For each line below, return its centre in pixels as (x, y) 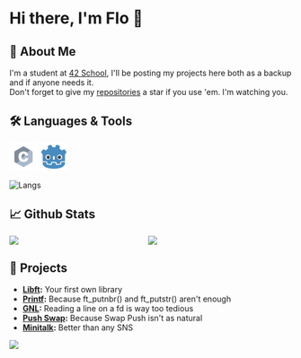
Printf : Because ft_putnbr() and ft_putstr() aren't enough (127, 299)
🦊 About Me (43, 52)
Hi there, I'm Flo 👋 (76, 18)
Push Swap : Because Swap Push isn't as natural (112, 319)
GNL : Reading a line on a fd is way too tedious (108, 309)
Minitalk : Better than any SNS (77, 327)
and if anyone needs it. (52, 83)
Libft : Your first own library (72, 290)
